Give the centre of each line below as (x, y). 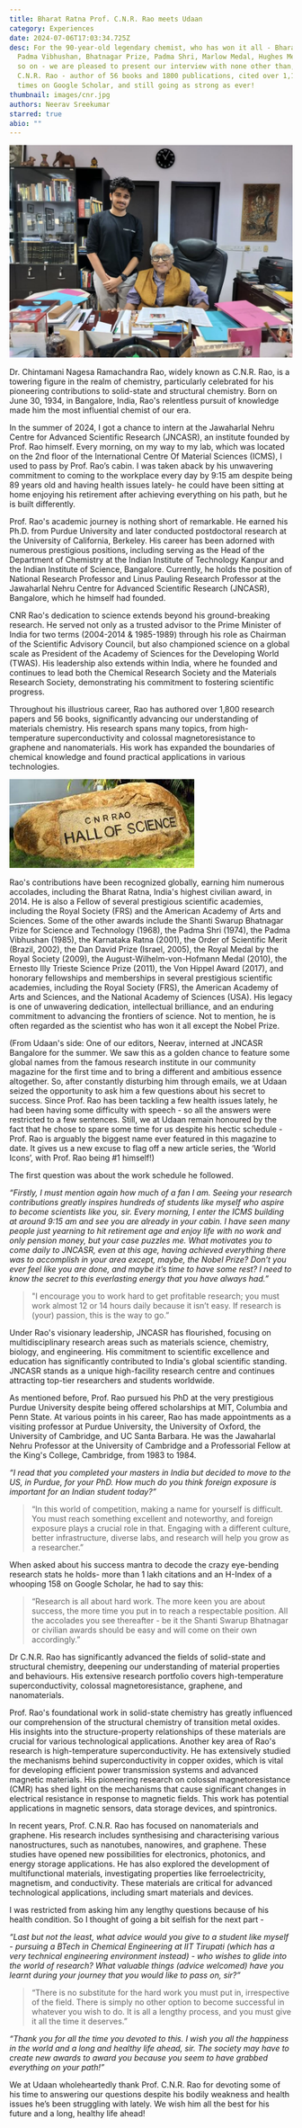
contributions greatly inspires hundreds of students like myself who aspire (147, 1203)
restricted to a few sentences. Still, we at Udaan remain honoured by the (143, 1120)
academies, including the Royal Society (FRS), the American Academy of (144, 988)
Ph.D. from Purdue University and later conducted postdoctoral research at (148, 532)
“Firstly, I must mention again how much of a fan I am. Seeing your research (151, 1193)
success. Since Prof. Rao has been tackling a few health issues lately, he (144, 1101)
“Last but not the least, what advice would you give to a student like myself (149, 1937)
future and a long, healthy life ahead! (77, 2114)
